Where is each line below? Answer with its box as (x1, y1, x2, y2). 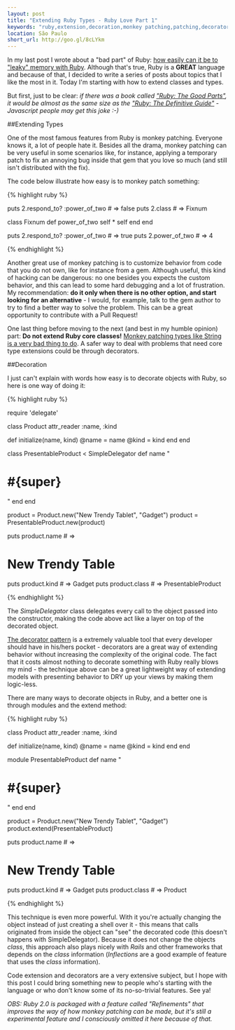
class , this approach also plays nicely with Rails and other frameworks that (7, 942, 223, 951)
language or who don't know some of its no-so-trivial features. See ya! (7, 986, 211, 994)
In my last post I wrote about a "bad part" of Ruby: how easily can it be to (7, 55, 218, 64)
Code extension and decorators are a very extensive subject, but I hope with (7, 971, 228, 979)
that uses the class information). (7, 957, 101, 965)
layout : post (7, 10, 45, 18)
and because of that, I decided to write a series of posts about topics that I (7, 71, 222, 79)
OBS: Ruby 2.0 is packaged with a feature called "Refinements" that (7, 999, 204, 1008)
